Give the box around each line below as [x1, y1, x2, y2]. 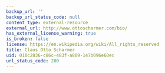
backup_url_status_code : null [6, 14, 81, 20]
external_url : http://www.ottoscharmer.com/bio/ [6, 25, 128, 31]
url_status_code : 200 [6, 58, 60, 64]
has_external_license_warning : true [6, 31, 96, 36]
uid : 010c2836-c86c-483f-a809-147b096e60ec [6, 52, 115, 58]
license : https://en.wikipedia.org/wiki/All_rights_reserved [6, 42, 160, 48]
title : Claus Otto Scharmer [6, 47, 75, 53]
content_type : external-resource [6, 19, 88, 25]
